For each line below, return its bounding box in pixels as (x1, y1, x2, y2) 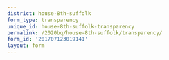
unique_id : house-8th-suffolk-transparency (7, 23, 135, 30)
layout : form (7, 42, 45, 49)
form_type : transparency (7, 17, 79, 23)
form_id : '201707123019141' (7, 36, 89, 43)
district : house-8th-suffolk (7, 10, 91, 17)
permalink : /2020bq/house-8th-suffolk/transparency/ (7, 29, 163, 37)
